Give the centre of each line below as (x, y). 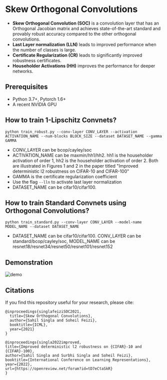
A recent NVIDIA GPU (34, 104)
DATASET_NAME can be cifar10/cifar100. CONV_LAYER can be (77, 236)
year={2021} (22, 329)
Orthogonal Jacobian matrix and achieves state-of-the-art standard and (86, 28)
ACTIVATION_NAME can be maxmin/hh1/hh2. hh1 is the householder (83, 155)
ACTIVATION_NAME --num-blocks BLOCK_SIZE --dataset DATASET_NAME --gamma (84, 136)
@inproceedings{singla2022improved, (43, 342)
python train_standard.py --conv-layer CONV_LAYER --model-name (73, 222)
